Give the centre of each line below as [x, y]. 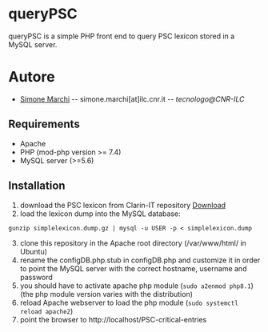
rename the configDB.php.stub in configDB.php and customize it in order [140, 260]
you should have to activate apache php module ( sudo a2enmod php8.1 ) [137, 286]
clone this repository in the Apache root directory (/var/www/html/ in [133, 243]
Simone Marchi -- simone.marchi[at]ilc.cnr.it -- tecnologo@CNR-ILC [132, 99]
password [36, 277]
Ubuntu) [34, 251]
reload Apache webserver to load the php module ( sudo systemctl [129, 302]
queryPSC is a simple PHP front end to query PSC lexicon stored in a [122, 36]
